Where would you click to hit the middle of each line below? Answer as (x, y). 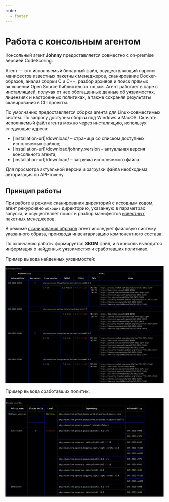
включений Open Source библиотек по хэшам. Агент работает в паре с (82, 87)
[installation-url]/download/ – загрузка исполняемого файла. (76, 160)
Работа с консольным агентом (73, 42)
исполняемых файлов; (37, 144)
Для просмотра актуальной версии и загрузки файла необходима (76, 169)
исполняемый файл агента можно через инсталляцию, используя (76, 123)
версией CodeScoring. (29, 61)
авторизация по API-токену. (35, 175)
